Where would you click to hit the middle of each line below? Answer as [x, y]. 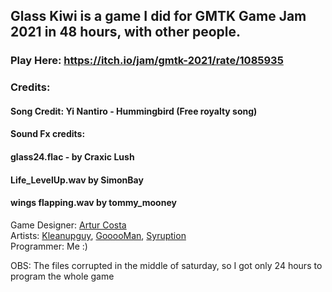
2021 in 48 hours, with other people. [126, 32]
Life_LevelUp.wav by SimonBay [77, 180]
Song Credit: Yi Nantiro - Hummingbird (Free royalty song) [134, 111]
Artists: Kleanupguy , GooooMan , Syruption [98, 235]
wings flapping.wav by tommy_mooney [93, 203]
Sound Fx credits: [48, 134]
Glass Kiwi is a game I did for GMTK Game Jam [158, 16]
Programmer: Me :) [49, 246]
